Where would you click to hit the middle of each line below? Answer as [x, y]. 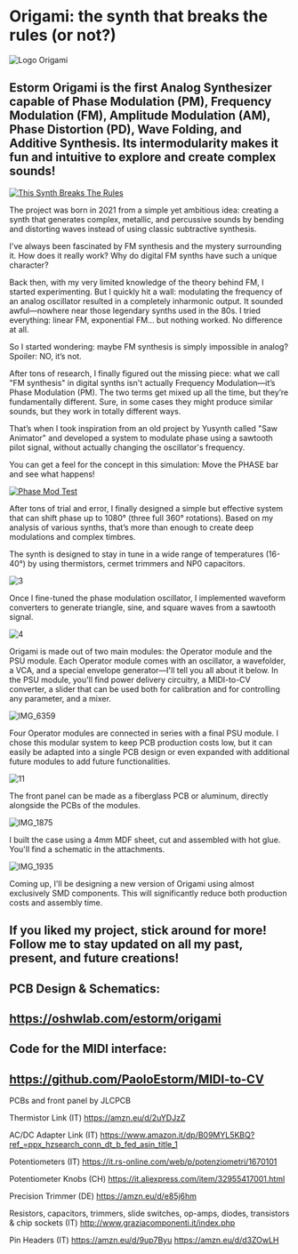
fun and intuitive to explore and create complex [143, 157]
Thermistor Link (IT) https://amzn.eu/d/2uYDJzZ [97, 1118]
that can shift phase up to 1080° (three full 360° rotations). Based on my [141, 518]
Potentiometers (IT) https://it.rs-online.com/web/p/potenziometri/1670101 [143, 1162]
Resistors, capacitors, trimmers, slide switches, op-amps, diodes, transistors [149, 1214]
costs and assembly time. [56, 902]
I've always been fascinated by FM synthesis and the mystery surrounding [145, 245]
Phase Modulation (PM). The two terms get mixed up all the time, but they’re [149, 392]
